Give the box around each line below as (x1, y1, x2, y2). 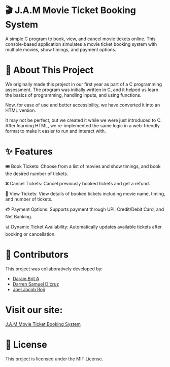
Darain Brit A (12, 275, 40, 281)
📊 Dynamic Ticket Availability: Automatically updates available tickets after (5, 223, 162, 230)
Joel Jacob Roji (12, 286, 45, 292)
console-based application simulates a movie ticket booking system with (5, 41, 157, 47)
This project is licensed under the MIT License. (5, 355, 104, 362)
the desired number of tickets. (5, 171, 69, 177)
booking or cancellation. (5, 231, 56, 237)
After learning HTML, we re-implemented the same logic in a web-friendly (5, 122, 160, 128)
